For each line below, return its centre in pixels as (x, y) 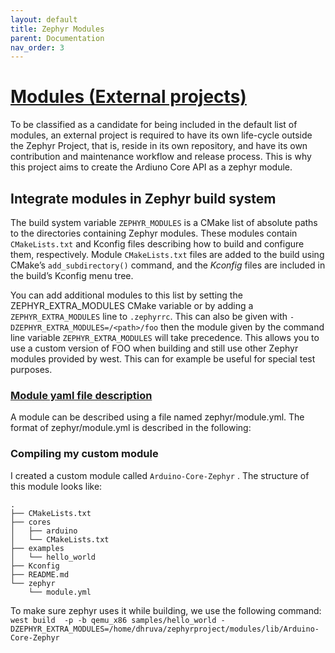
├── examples (37, 548)
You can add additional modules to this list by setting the (126, 295)
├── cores (31, 522)
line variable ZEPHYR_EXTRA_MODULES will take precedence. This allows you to (165, 337)
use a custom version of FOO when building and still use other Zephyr (154, 348)
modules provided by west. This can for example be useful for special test (163, 359)
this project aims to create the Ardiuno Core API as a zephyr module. (151, 167)
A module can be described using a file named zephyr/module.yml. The (157, 417)
